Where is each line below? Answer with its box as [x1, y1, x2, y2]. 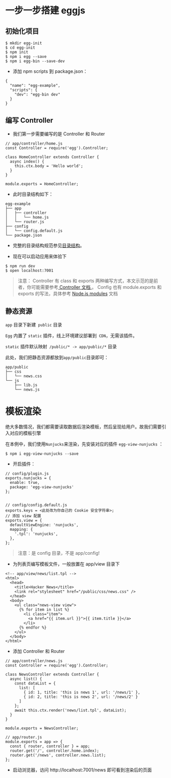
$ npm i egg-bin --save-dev [5, 59, 65, 64]
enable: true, [10, 480, 40, 485]
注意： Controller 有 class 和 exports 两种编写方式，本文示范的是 [17, 278, 154, 284]
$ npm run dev [5, 263, 36, 268]
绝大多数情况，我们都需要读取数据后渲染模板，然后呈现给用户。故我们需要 [5, 423, 162, 430]
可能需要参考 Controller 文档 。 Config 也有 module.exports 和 [31, 284, 162, 290]
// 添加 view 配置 [5, 513, 41, 518]
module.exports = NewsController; [5, 726, 79, 731]
